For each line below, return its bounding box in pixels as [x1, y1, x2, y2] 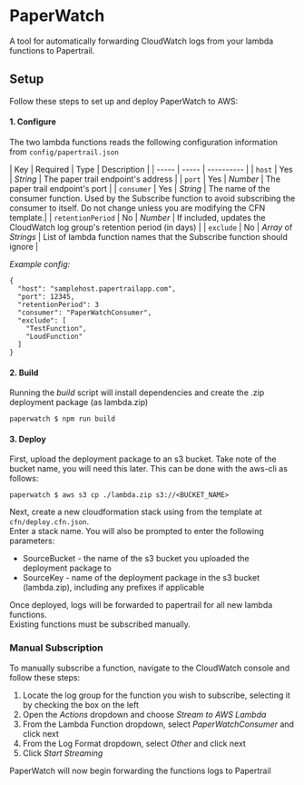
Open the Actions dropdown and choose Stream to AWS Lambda [22, 709, 267, 720]
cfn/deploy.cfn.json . [9, 516, 90, 527]
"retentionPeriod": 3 [17, 300, 100, 309]
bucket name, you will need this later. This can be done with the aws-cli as [9, 463, 289, 474]
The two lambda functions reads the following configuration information [9, 136, 279, 147]
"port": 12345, [17, 292, 75, 301]
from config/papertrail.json [9, 146, 120, 157]
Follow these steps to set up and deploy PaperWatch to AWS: [9, 95, 239, 106]
